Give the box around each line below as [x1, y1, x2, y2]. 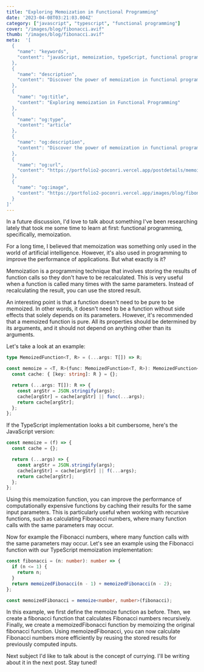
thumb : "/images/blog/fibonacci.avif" [6, 32, 104, 38]
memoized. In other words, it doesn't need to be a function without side [6, 305, 185, 312]
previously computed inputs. [6, 640, 78, 648]
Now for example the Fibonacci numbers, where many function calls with [6, 533, 189, 541]
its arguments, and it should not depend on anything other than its [6, 324, 172, 332]
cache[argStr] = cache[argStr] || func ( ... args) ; [17, 393, 146, 399]
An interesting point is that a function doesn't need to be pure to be [6, 299, 175, 306]
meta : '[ [6, 37, 32, 43]
